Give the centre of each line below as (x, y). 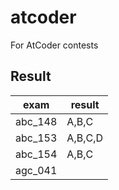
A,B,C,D (84, 138)
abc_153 (36, 138)
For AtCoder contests (54, 45)
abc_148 (36, 121)
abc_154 (36, 154)
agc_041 (36, 170)
